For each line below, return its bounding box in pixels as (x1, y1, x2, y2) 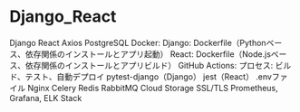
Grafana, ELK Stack (9, 92, 82, 103)
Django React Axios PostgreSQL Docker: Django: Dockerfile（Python (9, 37, 266, 48)
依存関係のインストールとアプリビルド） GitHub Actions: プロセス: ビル (24, 60, 292, 70)
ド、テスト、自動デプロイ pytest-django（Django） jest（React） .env (9, 70, 272, 82)
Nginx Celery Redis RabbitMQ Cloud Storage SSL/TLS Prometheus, (26, 82, 278, 93)
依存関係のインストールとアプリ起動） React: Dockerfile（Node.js (24, 48, 272, 60)
